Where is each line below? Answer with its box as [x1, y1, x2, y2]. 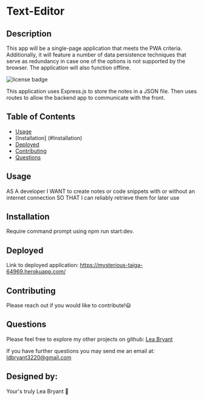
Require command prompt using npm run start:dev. [6, 228, 134, 235]
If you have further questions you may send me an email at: [6, 347, 155, 354]
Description [6, 29, 52, 39]
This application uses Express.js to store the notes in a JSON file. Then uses [6, 88, 198, 95]
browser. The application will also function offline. [6, 64, 131, 71]
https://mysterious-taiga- [80, 262, 143, 269]
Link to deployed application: [6, 262, 79, 269]
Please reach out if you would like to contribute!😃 [6, 302, 132, 309]
